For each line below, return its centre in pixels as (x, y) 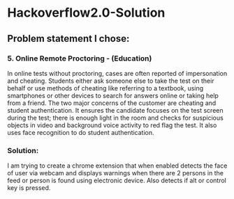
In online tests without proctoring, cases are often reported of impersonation (117, 73)
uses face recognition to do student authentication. (81, 132)
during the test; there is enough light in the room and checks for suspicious (115, 118)
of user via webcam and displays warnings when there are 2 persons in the (115, 173)
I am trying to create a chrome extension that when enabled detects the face (117, 166)
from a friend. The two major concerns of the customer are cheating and (112, 103)
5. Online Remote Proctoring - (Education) (80, 58)
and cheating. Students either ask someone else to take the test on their (111, 81)
